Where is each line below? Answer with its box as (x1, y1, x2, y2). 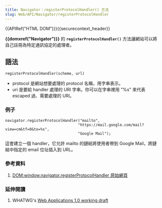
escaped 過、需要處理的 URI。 (12, 93, 74, 99)
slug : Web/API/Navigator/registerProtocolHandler (5, 12, 109, 17)
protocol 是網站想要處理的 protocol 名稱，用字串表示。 (12, 80, 123, 87)
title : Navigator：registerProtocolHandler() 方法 (5, 7, 109, 12)
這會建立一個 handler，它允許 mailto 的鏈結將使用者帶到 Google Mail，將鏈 (5, 140, 157, 146)
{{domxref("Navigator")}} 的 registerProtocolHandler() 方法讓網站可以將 (5, 36, 158, 42)
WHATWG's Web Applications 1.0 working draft (12, 198, 108, 204)
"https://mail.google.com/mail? (78, 122, 144, 127)
